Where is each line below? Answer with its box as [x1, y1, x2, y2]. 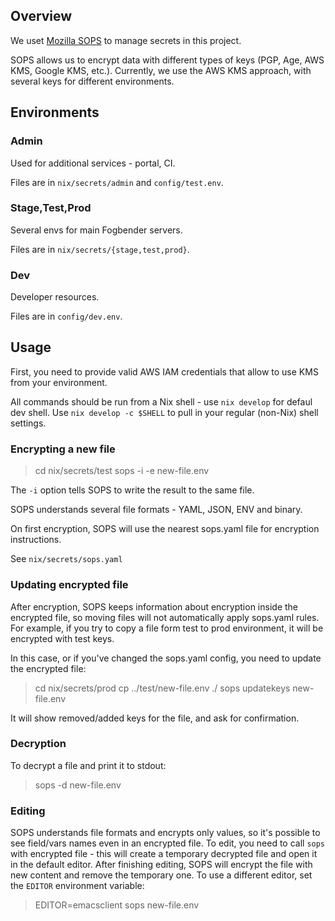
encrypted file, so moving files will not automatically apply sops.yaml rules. [10, 611, 320, 623]
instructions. [10, 534, 62, 546]
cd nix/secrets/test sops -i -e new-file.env [34, 465, 210, 477]
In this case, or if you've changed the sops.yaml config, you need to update [10, 652, 322, 664]
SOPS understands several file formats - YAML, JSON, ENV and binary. [10, 504, 303, 516]
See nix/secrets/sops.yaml [10, 553, 123, 565]
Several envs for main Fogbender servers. [10, 224, 183, 236]
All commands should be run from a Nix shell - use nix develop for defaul [10, 395, 313, 408]
